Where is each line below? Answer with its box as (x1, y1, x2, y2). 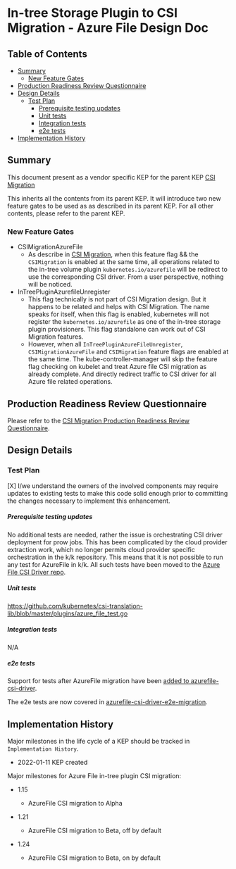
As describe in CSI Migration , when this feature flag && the (27, 250, 199, 258)
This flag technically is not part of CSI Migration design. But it (27, 295, 206, 304)
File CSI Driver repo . (7, 568, 66, 576)
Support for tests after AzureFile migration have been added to (7, 677, 190, 685)
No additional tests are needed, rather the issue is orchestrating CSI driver (7, 530, 223, 539)
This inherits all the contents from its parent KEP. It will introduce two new (7, 194, 221, 202)
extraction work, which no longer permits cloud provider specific (7, 545, 195, 554)
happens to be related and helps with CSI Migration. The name (27, 303, 210, 311)
